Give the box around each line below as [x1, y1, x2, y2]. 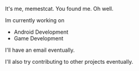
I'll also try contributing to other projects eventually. [5, 58, 134, 65]
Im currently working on [5, 17, 65, 23]
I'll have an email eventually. [5, 46, 76, 54]
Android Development [13, 28, 69, 35]
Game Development [13, 35, 63, 42]
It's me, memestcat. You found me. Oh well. [5, 5, 114, 12]
